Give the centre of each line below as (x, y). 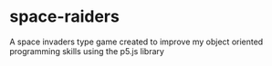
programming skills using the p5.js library (87, 51)
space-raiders (65, 17)
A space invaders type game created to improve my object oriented (136, 42)
